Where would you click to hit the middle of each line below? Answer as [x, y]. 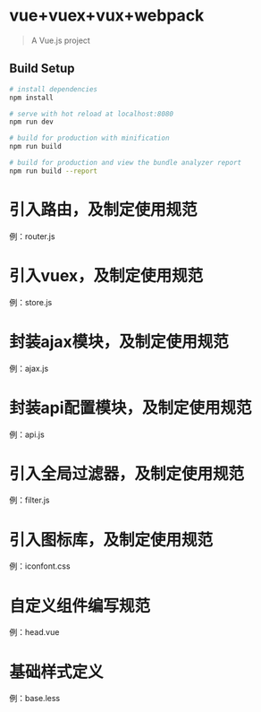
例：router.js [32, 236]
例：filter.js [29, 500]
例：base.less [35, 699]
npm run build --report [54, 171]
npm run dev [31, 122]
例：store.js [31, 302]
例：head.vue [34, 632]
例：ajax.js [29, 368]
